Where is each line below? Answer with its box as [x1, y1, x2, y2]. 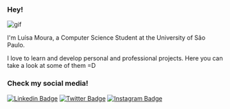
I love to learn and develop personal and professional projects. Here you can [7, 54, 223, 62]
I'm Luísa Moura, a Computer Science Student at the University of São [7, 34, 206, 42]
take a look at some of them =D [7, 62, 96, 70]
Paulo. [7, 41, 25, 49]
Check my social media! [7, 79, 89, 88]
